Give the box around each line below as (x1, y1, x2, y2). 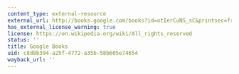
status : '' (7, 37, 40, 44)
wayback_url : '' (7, 56, 55, 63)
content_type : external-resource (7, 10, 107, 18)
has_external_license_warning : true (7, 23, 116, 30)
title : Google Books (7, 43, 69, 50)
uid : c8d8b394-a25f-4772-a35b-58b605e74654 (7, 50, 139, 57)
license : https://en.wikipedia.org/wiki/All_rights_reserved (7, 30, 193, 37)
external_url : (7, 17, 50, 24)
